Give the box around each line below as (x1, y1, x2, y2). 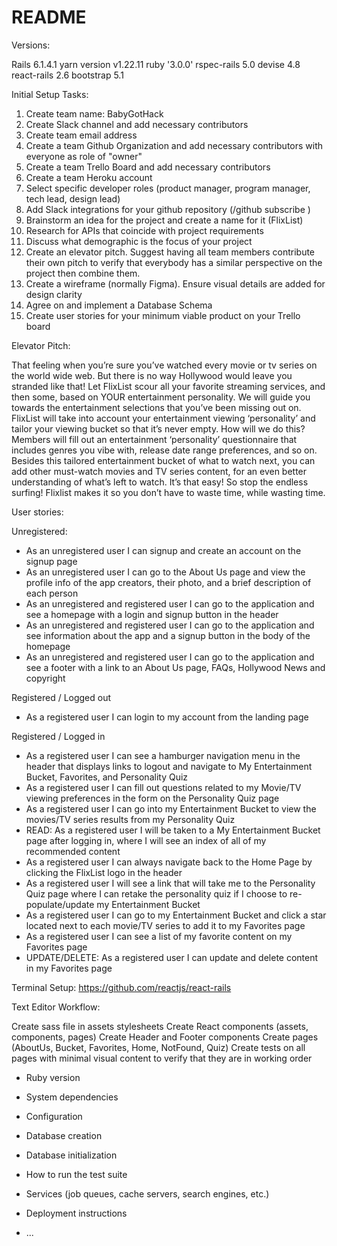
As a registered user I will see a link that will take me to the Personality (25, 877, 316, 889)
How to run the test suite (25, 1168, 128, 1180)
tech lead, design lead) (25, 192, 121, 205)
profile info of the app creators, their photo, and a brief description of (25, 576, 312, 588)
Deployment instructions (25, 1207, 128, 1219)
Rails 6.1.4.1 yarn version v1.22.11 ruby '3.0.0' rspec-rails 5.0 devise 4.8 (11, 58, 301, 70)
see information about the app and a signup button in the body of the (25, 629, 311, 641)
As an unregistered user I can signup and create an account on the (25, 544, 302, 556)
